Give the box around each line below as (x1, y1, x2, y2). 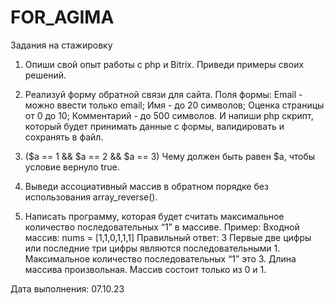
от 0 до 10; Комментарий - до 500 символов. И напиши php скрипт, (24, 109, 314, 121)
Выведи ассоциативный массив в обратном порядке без (24, 180, 269, 192)
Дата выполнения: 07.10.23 (10, 282, 125, 295)
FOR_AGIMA (10, 6, 115, 29)
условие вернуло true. (24, 161, 120, 173)
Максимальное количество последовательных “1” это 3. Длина (24, 252, 297, 265)
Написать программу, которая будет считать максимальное (24, 210, 285, 222)
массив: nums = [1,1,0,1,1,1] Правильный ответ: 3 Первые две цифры (24, 231, 312, 243)
